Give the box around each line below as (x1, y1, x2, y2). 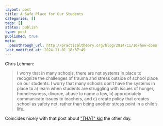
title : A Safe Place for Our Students (5, 12, 83, 16)
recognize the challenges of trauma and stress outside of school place (16, 75, 158, 81)
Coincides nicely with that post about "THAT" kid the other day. (5, 115, 132, 121)
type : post (5, 29, 27, 34)
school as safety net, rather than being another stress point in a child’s (16, 101, 158, 107)
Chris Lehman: (5, 61, 34, 67)
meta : (5, 39, 16, 43)
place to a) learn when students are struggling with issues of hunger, (16, 85, 155, 91)
